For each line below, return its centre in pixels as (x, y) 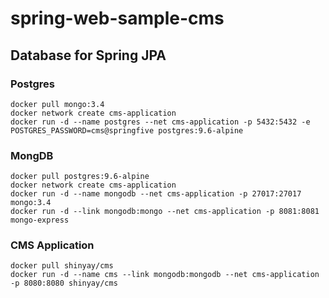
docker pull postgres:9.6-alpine (80, 177)
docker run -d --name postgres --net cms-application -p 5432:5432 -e (160, 122)
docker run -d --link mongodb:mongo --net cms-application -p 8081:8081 (165, 212)
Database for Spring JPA (88, 55)
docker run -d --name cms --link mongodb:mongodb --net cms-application (165, 275)
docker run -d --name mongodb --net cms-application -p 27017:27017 (156, 194)
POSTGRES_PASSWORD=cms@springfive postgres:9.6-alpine (127, 130)
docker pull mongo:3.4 (57, 104)
